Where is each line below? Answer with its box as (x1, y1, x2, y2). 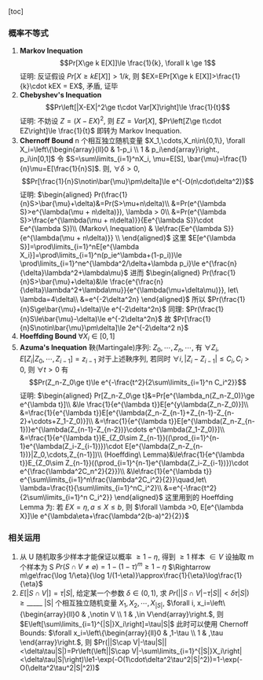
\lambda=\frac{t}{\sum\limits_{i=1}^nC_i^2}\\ (19, 483, 163, 493)
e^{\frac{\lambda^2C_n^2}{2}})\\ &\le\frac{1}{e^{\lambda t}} (19, 467, 213, 476)
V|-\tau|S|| (133, 638, 167, 647)
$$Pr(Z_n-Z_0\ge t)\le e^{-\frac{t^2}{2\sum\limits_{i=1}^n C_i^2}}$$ (28, 377, 247, 388)
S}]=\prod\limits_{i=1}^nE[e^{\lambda (19, 241, 140, 251)
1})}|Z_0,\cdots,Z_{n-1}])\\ (19, 450, 103, 459)
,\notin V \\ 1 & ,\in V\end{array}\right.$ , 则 (87, 609, 224, 619)
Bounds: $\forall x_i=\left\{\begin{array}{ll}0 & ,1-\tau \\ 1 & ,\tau (19, 628, 224, 638)
